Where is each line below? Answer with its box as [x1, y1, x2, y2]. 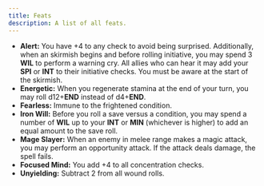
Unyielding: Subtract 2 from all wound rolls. [19, 168, 165, 178]
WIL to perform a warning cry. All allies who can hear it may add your [19, 57, 249, 68]
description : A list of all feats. [8, 19, 127, 27]
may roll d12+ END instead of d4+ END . [19, 92, 146, 101]
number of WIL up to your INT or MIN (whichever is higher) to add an [19, 117, 249, 127]
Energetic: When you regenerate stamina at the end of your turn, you [19, 83, 250, 93]
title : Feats [8, 11, 52, 20]
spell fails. [19, 151, 54, 160]
